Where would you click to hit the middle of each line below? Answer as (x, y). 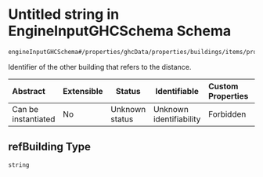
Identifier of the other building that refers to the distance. (100, 67)
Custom (223, 86)
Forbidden (227, 114)
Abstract (29, 91)
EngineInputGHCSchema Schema (120, 31)
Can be (25, 109)
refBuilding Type (50, 147)
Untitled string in (64, 14)
